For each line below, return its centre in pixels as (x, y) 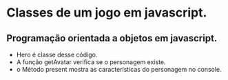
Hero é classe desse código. (57, 54)
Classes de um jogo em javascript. (107, 13)
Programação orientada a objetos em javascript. (112, 38)
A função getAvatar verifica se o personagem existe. (91, 62)
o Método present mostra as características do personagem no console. (119, 69)
